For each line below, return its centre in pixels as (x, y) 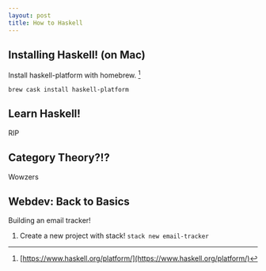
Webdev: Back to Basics (69, 201)
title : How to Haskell (46, 23)
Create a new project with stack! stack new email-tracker (114, 236)
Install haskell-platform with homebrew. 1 (74, 74)
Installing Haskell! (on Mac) (77, 55)
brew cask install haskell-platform (68, 89)
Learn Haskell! (44, 114)
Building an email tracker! (49, 220)
